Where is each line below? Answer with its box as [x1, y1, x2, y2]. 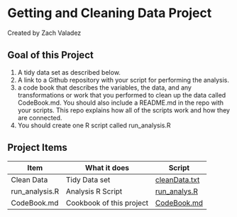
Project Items [7, 142, 67, 154]
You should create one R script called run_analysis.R [17, 121, 171, 129]
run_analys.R [155, 186, 199, 196]
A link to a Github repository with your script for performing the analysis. [17, 75, 229, 84]
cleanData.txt [155, 174, 200, 184]
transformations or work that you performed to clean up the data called [17, 90, 226, 99]
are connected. [17, 113, 62, 122]
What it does [84, 162, 130, 172]
